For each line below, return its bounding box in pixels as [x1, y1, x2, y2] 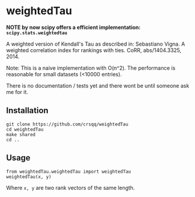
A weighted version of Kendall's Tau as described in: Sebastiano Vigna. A [6, 40, 186, 47]
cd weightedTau [6, 126, 44, 133]
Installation [6, 105, 49, 116]
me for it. [6, 88, 28, 95]
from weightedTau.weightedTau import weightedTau [6, 169, 132, 175]
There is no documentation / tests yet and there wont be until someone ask [6, 82, 190, 89]
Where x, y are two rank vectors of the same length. [6, 184, 135, 191]
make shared [6, 131, 36, 137]
